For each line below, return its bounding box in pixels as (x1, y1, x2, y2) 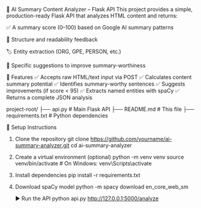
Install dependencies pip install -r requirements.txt (14, 172, 141, 178)
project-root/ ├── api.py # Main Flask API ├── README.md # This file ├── (6, 106, 195, 113)
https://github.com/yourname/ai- (90, 136, 172, 142)
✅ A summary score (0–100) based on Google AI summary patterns (6, 24, 174, 31)
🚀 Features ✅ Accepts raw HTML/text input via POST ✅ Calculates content (6, 74, 192, 81)
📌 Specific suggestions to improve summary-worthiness (6, 62, 146, 69)
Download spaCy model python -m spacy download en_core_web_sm (14, 183, 189, 190)
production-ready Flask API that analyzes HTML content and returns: (6, 12, 178, 19)
